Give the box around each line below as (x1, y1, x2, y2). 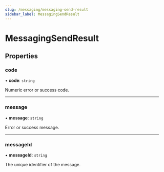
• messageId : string (5, 152, 47, 158)
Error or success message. (5, 124, 60, 130)
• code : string (5, 77, 35, 83)
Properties (5, 52, 38, 60)
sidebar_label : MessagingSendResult (5, 12, 80, 17)
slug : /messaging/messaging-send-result (5, 7, 89, 12)
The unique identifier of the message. (5, 161, 81, 167)
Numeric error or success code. (5, 87, 69, 93)
